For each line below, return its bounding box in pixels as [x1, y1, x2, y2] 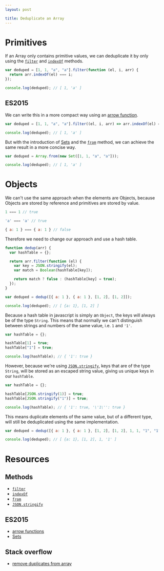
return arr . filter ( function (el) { [9, 259, 82, 264]
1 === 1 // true [5, 210, 38, 215]
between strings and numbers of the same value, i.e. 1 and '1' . [5, 322, 132, 328]
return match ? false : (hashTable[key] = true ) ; [14, 276, 117, 282]
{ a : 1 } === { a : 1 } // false [5, 227, 71, 232]
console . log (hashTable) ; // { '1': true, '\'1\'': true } [5, 405, 125, 410]
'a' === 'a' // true [5, 218, 47, 223]
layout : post [5, 7, 32, 12]
